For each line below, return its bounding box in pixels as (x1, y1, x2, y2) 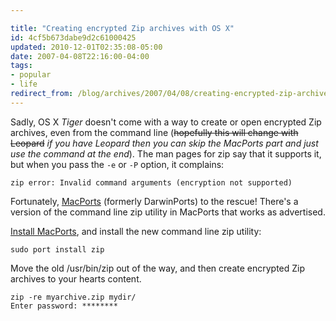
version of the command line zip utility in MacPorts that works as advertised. (10, 206, 326, 218)
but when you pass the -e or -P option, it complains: (10, 158, 225, 170)
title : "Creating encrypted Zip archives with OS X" (10, 23, 235, 33)
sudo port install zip (10, 244, 105, 255)
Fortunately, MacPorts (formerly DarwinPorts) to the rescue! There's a (10, 195, 299, 207)
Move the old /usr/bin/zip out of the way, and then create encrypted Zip (10, 262, 306, 274)
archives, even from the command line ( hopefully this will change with (10, 126, 299, 138)
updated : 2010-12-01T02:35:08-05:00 (10, 42, 163, 52)
